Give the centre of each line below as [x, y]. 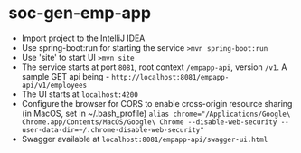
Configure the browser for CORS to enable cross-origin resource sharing [157, 103]
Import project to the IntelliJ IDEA [83, 38]
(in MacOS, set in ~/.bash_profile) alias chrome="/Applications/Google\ [156, 113]
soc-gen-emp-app [80, 13]
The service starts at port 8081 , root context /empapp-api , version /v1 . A [154, 67]
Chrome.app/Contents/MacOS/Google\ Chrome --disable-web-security [149, 122]
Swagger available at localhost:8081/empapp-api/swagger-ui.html [145, 139]
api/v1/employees [54, 85]
